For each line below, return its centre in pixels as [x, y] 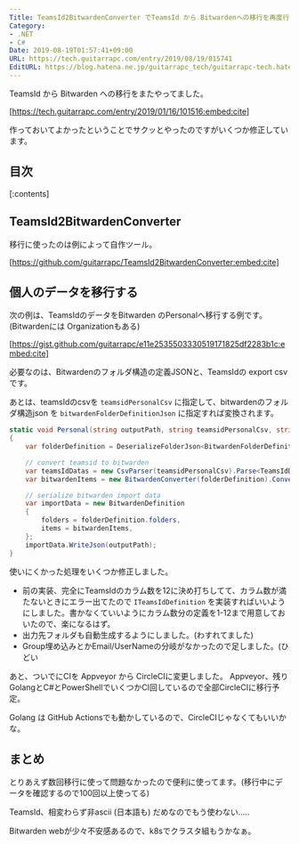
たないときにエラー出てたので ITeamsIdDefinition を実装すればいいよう [154, 601]
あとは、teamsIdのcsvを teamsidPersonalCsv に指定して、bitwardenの [137, 402]
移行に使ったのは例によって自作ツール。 [83, 244]
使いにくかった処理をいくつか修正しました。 [91, 572]
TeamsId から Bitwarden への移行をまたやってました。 [109, 93]
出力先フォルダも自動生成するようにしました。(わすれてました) [137, 635]
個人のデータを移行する [73, 292]
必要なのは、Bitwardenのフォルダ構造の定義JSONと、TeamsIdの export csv [149, 372]
